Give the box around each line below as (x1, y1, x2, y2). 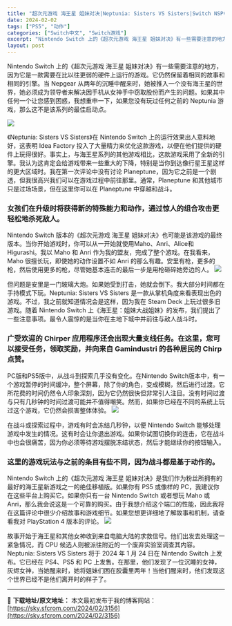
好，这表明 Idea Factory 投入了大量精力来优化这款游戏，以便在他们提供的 (7, 142, 216, 149)
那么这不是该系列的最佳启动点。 (19, 105, 110, 113)
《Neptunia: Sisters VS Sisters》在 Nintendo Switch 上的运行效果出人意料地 (7, 133, 215, 141)
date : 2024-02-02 (7, 17, 57, 23)
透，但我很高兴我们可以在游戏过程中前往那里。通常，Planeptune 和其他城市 (7, 176, 223, 184)
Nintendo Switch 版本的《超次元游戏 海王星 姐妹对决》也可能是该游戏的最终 (7, 231, 223, 239)
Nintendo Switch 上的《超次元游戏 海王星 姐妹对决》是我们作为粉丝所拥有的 (7, 474, 223, 482)
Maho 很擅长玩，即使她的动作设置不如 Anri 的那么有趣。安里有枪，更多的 (7, 257, 215, 265)
